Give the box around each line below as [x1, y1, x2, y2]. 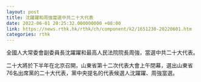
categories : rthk [6, 32, 51, 38]
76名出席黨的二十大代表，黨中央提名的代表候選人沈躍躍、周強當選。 [6, 69, 178, 77]
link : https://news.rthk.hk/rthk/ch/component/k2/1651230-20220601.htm [6, 26, 192, 32]
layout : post [6, 9, 40, 15]
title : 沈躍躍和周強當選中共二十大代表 [6, 15, 94, 21]
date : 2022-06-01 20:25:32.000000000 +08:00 [6, 20, 121, 26]
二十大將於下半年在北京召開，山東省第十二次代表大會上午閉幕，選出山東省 [6, 62, 193, 69]
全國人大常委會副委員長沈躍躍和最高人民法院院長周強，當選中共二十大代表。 [6, 49, 199, 56]
